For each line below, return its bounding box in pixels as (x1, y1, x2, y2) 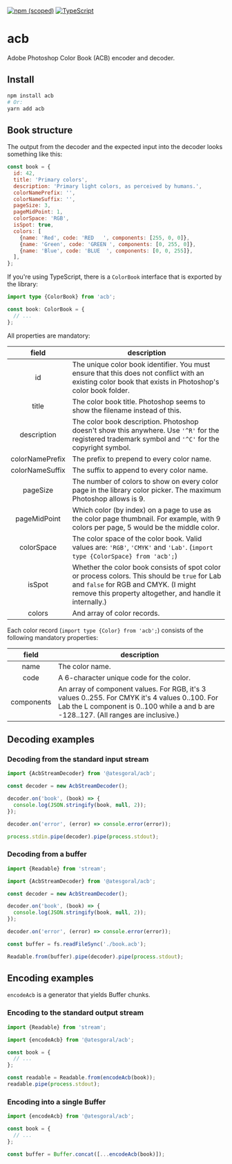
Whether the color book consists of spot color (72, 562, 221, 572)
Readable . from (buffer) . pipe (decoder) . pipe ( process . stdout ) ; (7, 953, 184, 960)
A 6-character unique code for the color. (57, 672, 191, 682)
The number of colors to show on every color (72, 476, 219, 486)
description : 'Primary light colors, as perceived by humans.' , (13, 182, 202, 190)
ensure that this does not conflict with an (72, 368, 205, 378)
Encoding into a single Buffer (7, 1097, 106, 1106)
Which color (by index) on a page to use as (72, 505, 212, 514)
